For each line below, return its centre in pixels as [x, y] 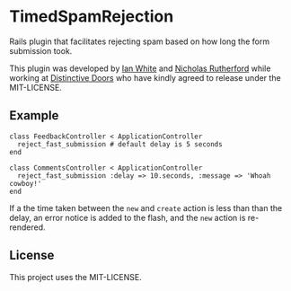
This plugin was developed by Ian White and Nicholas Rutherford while [140, 68]
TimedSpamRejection [92, 17]
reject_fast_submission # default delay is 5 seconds [120, 144]
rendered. [28, 227]
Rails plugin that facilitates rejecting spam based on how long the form [140, 41]
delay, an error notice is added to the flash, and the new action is [128, 217]
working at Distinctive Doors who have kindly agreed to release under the [145, 77]
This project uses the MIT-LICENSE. [75, 277]
